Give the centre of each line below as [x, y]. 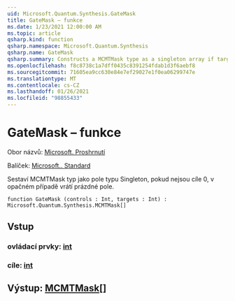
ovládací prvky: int [40, 247]
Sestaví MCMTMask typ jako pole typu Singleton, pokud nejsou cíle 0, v [111, 179]
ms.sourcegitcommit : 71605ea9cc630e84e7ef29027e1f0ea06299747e [101, 72]
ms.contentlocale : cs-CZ [43, 85]
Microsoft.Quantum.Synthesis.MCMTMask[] [67, 205]
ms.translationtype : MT [42, 79]
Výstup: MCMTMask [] [57, 288]
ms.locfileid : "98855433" [45, 98]
